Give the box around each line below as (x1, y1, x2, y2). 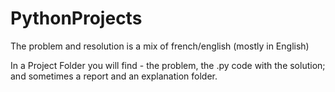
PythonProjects (10, 7, 143, 30)
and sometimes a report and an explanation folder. (10, 70, 218, 82)
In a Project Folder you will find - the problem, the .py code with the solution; (10, 59, 326, 71)
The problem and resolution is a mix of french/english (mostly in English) (10, 40, 310, 52)
